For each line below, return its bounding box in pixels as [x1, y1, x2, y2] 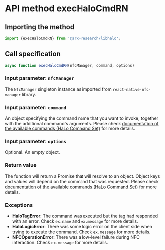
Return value [5, 162, 37, 169]
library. [22, 91, 36, 97]
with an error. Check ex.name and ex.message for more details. [12, 218, 138, 224]
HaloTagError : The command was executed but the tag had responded [12, 213, 158, 219]
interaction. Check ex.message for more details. [12, 240, 108, 246]
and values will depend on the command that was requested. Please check [5, 178, 159, 184]
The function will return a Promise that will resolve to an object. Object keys [5, 173, 160, 179]
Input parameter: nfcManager [5, 75, 75, 82]
